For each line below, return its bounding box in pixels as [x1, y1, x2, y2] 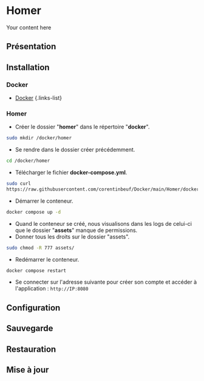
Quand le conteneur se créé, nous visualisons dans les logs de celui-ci [15, 220, 192, 227]
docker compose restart [6, 267, 67, 274]
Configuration [6, 302, 61, 313]
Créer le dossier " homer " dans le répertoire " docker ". [15, 123, 150, 131]
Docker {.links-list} [15, 94, 63, 102]
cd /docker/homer [6, 158, 50, 164]
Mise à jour [6, 365, 49, 375]
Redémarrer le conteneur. [15, 256, 80, 263]
